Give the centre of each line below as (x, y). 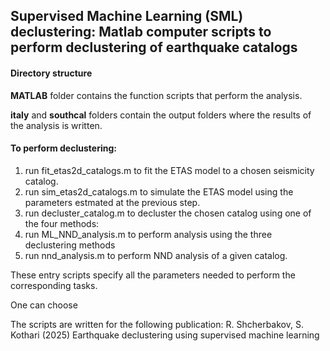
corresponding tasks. (54, 285)
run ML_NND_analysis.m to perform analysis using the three (148, 234)
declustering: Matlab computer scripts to (141, 32)
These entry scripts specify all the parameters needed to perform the (153, 275)
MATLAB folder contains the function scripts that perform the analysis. (156, 95)
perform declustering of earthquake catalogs (154, 47)
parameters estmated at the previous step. (112, 202)
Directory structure (51, 73)
